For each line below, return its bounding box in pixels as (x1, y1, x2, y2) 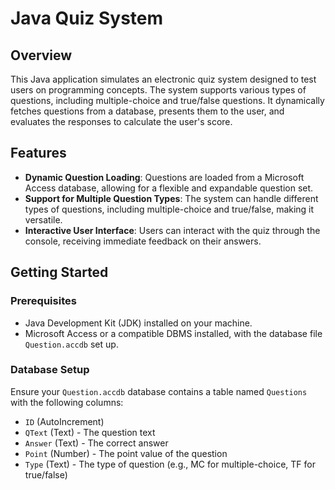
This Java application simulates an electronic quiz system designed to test (10, 73, 317, 85)
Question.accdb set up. (24, 338, 119, 350)
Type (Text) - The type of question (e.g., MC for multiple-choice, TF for (24, 458, 316, 470)
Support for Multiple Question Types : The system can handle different (24, 192, 319, 204)
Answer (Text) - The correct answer (24, 437, 169, 449)
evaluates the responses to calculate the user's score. (10, 116, 233, 127)
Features (10, 145, 67, 162)
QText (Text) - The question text (24, 426, 156, 438)
